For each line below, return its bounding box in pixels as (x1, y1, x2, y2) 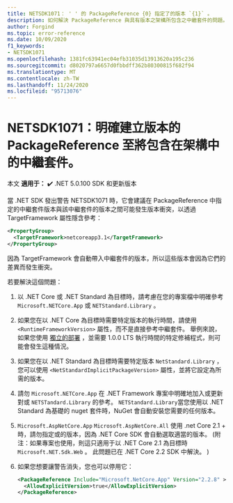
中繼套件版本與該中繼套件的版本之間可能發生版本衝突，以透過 (19, 205, 196, 213)
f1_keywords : (7, 42, 45, 49)
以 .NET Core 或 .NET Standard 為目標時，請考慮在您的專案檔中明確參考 (17, 292, 224, 300)
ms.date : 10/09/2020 (7, 36, 67, 43)
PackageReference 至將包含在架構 (7, 137, 207, 153)
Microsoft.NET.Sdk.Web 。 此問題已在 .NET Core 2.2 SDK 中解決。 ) (17, 447, 210, 456)
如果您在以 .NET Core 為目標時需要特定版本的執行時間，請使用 (17, 316, 197, 324)
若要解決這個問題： (7, 277, 63, 286)
